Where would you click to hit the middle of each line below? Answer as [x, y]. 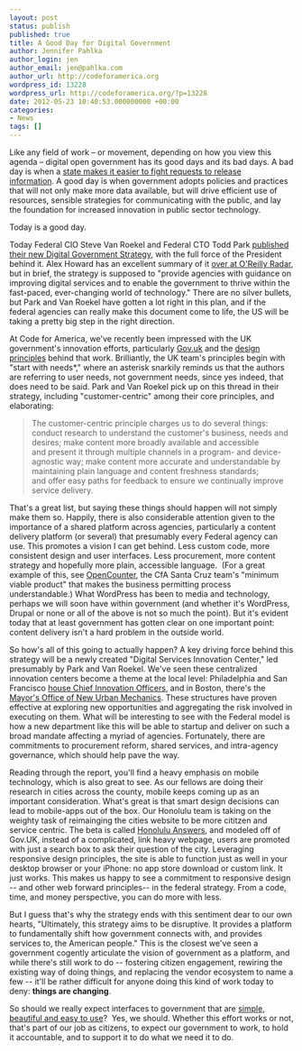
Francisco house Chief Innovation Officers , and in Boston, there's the [137, 688]
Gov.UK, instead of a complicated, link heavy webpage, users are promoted [150, 840]
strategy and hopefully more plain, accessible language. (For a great [137, 565]
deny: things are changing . [60, 991]
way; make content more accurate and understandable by [174, 462]
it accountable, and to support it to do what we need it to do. [122, 1037]
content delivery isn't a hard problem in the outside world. [117, 632]
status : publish [40, 26]
